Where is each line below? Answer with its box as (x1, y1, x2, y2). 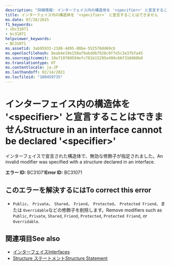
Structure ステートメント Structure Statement (12, 255, 108, 261)
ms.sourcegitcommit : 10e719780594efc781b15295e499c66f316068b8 (5, 55, 143, 61)
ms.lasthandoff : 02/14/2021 (5, 70, 66, 75)
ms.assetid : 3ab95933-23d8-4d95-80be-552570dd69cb (5, 46, 116, 51)
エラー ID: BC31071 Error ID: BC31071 (5, 169, 82, 175)
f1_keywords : (5, 22, 33, 27)
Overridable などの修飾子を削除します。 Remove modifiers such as (23, 207, 162, 213)
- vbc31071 (5, 27, 29, 32)
